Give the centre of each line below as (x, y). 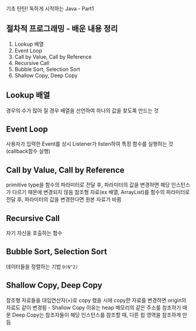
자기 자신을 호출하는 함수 (34, 233)
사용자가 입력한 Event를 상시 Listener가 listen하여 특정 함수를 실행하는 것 (90, 144)
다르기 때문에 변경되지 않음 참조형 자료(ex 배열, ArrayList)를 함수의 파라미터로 (101, 192)
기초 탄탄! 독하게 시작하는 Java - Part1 (50, 8)
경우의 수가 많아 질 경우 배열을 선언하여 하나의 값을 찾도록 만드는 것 (82, 111)
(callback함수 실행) (28, 151)
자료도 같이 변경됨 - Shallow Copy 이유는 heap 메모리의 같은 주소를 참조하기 (94, 307)
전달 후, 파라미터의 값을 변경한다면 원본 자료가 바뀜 (64, 199)
